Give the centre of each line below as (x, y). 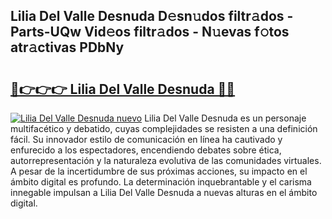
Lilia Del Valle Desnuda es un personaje (225, 118)
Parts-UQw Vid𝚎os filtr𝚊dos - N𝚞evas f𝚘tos (150, 32)
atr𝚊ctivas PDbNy (67, 47)
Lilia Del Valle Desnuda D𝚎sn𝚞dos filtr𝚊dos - (152, 16)
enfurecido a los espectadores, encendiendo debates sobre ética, (146, 150)
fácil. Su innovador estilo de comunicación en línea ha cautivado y (146, 139)
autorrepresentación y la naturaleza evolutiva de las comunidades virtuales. (166, 160)
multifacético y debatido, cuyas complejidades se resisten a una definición (164, 128)
